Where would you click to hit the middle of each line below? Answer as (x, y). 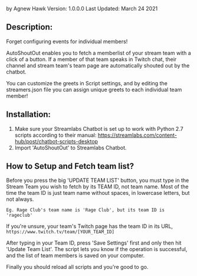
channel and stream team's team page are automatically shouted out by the (98, 65)
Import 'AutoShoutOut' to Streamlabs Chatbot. (70, 147)
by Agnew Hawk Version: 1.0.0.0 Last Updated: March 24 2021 (82, 9)
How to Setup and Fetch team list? (70, 166)
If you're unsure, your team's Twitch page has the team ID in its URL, (89, 226)
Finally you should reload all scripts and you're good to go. (77, 267)
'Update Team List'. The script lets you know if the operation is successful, (97, 249)
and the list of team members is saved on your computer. (75, 256)
